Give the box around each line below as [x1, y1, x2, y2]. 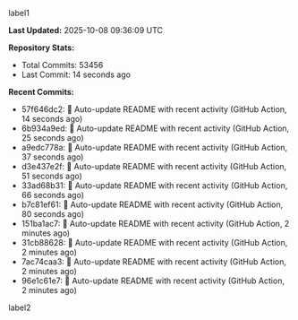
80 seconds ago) [21, 209, 85, 219]
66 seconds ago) [21, 190, 85, 200]
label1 [8, 8, 30, 18]
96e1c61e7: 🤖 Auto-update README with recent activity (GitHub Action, [21, 275, 285, 286]
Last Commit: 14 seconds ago [21, 69, 132, 80]
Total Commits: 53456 [21, 60, 104, 70]
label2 [8, 302, 31, 313]
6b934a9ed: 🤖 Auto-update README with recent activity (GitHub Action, [21, 123, 290, 134]
